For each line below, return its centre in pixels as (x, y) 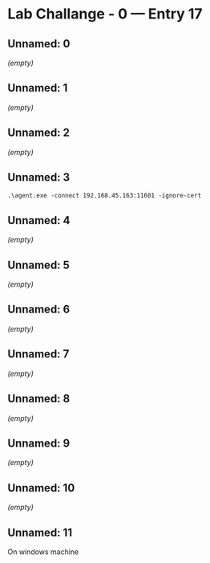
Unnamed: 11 (40, 532)
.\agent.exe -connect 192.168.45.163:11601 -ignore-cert (105, 196)
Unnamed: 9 (39, 443)
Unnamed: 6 (39, 310)
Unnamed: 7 (38, 354)
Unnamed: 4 (39, 220)
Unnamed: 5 (38, 265)
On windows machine (43, 552)
